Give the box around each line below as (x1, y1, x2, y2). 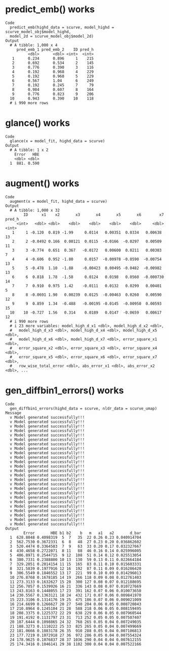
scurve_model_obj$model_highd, (5, 29, 71, 34)
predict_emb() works (5, 4, 95, 15)
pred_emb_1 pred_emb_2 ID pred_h (16, 47, 94, 52)
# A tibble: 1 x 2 (10, 147, 49, 152)
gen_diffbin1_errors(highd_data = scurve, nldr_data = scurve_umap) (10, 406, 157, 411)
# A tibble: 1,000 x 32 (10, 207, 60, 213)
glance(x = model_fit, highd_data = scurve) (10, 138, 105, 143)
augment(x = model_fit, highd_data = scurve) (10, 199, 108, 204)
